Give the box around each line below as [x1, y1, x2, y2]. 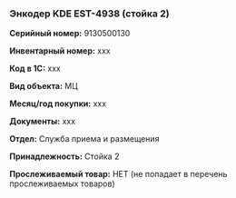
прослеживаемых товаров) [9, 178, 115, 189]
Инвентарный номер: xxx [9, 45, 111, 56]
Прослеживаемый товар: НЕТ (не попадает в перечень [9, 169, 228, 180]
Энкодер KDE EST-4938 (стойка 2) [9, 7, 170, 20]
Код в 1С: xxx [9, 63, 61, 74]
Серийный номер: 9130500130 [9, 28, 131, 39]
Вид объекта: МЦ [9, 81, 79, 92]
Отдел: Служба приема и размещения [9, 134, 160, 144]
